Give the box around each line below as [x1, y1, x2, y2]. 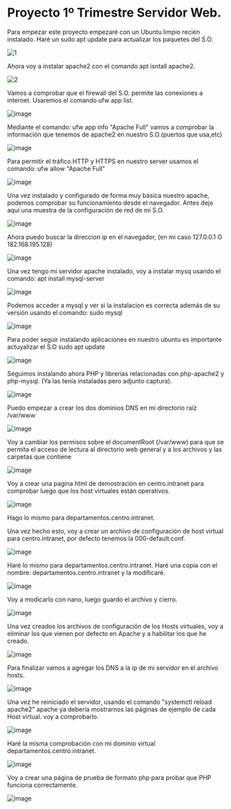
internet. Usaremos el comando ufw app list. [7, 96, 133, 104]
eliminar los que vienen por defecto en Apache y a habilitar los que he [7, 629, 207, 637]
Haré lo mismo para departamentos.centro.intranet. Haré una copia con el [7, 561, 218, 569]
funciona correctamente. [7, 781, 78, 789]
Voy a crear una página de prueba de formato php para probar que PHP [7, 773, 212, 781]
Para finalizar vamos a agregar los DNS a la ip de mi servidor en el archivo [7, 663, 219, 672]
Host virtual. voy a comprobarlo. [7, 712, 99, 720]
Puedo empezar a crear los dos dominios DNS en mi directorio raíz [7, 403, 197, 412]
